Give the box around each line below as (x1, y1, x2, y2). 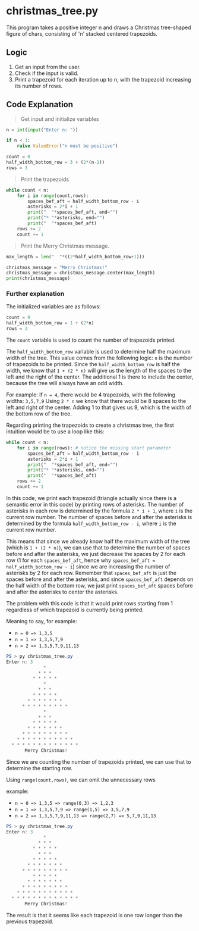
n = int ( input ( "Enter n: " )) (6, 127, 78, 133)
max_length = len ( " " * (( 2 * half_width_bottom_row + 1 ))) (6, 254, 145, 260)
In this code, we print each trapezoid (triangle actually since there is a (6, 494, 177, 501)
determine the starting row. (6, 764, 72, 771)
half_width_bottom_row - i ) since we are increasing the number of (6, 563, 170, 570)
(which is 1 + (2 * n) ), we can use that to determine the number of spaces (6, 543, 191, 551)
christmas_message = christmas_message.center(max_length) (6, 270, 156, 276)
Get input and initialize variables (20, 115, 99, 123)
